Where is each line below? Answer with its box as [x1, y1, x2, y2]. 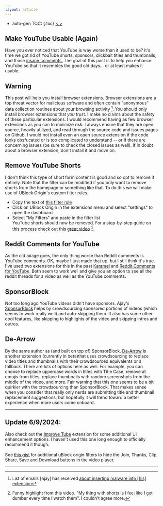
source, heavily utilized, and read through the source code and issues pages [5, 127, 158, 133]
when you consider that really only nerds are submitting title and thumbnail [5, 389, 154, 395]
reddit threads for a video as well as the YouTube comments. [5, 273, 126, 279]
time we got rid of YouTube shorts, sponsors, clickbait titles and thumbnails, [5, 52, 157, 58]
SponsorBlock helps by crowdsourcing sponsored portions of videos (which [5, 305, 157, 311]
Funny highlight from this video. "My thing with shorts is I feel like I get [12, 490, 153, 496]
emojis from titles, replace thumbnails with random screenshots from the [5, 373, 150, 379]
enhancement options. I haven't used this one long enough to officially [5, 436, 146, 442]
